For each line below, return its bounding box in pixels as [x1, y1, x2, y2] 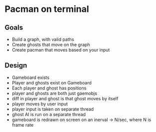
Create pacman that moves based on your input [11, 47, 110, 53]
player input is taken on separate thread [11, 106, 94, 112]
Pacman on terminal [4, 3, 89, 15]
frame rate [11, 122, 34, 128]
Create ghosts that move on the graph [11, 42, 90, 48]
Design [4, 61, 27, 70]
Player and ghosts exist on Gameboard [11, 79, 92, 85]
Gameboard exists [11, 74, 50, 80]
